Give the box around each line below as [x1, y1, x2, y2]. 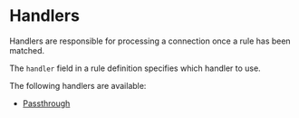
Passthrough [22, 97, 71, 109]
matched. [9, 44, 45, 55]
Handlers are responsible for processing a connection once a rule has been [9, 35, 292, 46]
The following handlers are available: [9, 80, 147, 91]
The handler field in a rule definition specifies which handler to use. [9, 63, 261, 74]
